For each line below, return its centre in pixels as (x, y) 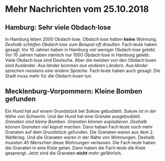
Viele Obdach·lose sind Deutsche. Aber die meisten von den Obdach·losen (81, 60)
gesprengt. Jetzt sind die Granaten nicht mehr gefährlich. (64, 153)
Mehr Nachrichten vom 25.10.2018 (77, 9)
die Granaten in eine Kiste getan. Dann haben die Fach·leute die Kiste (75, 148)
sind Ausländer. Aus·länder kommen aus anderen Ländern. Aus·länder (77, 65)
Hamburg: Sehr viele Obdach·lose (58, 27)
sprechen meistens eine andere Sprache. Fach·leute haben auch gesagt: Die (83, 71)
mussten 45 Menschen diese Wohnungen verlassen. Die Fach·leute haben (81, 142)
